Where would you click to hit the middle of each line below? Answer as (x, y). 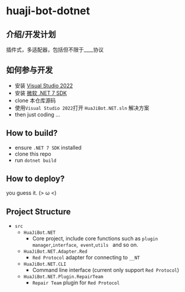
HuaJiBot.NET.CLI (45, 264)
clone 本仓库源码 (35, 100)
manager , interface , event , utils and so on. (85, 245)
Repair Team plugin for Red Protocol (76, 283)
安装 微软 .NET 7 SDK (40, 93)
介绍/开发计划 (31, 34)
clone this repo (33, 154)
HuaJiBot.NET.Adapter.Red (55, 252)
